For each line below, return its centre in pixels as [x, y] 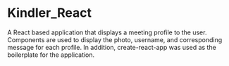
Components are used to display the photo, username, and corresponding [115, 39]
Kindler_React [49, 13]
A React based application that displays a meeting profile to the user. [107, 32]
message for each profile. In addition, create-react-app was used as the [112, 47]
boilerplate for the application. [51, 55]
